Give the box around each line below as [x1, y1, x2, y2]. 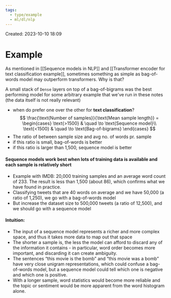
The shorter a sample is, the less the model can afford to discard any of [12, 239, 163, 245]
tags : [5, 7, 17, 13]
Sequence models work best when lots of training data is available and [5, 156, 158, 162]
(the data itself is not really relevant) [5, 97, 81, 103]
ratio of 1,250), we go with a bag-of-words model [12, 195, 116, 201]
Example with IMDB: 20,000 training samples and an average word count [12, 173, 166, 179]
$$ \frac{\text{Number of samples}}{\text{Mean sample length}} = [19, 115, 159, 121]
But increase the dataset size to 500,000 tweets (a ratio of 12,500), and [12, 200, 162, 206]
